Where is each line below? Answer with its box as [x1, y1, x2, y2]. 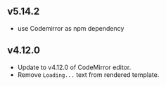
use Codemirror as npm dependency [17, 24, 124, 32]
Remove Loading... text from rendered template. [17, 70, 160, 79]
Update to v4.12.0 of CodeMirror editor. [17, 63, 132, 71]
